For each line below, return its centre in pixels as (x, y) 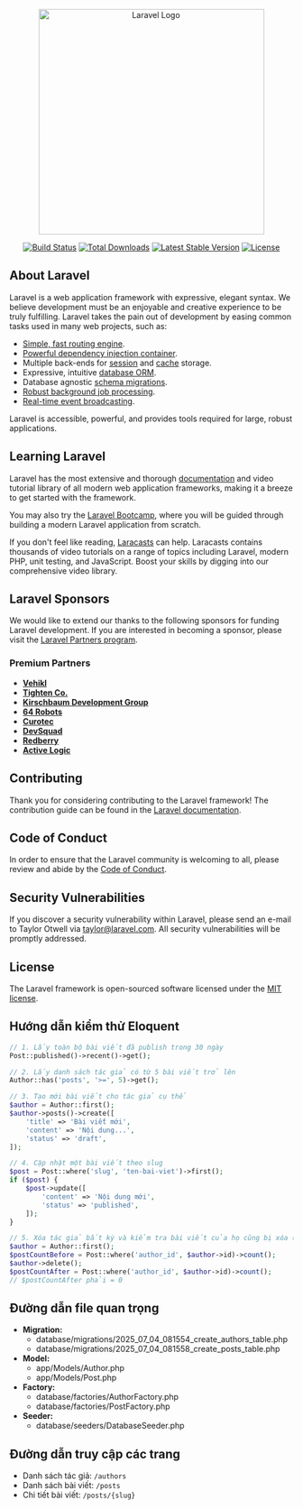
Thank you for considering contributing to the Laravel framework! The (139, 800)
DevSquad (42, 731)
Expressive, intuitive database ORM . (89, 372)
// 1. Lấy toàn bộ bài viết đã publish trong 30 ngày (116, 1047)
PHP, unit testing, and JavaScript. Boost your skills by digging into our (139, 561)
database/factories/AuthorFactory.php (107, 1397)
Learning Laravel (58, 457)
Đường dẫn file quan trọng (84, 1308)
